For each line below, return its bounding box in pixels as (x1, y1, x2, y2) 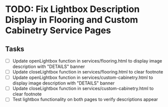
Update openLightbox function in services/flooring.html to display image (12, 58, 162, 63)
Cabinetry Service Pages (5, 25, 111, 36)
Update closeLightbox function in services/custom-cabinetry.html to (12, 85, 154, 91)
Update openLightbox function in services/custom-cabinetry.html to (12, 74, 153, 80)
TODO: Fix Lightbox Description (5, 3, 140, 15)
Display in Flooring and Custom (5, 14, 138, 25)
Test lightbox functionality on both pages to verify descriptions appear (12, 96, 158, 102)
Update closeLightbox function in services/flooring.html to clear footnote (12, 69, 163, 75)
